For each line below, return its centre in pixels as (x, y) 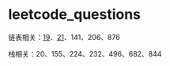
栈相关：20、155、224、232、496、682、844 (85, 53)
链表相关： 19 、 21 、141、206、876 (64, 37)
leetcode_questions (74, 15)
